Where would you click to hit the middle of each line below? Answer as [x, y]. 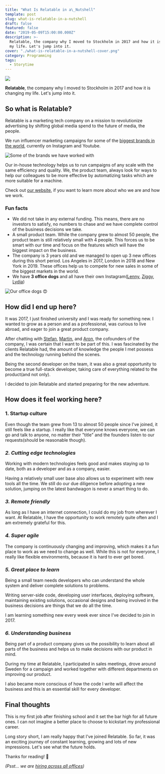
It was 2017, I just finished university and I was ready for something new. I [79, 319]
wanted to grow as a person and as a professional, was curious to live [76, 324]
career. [12, 727]
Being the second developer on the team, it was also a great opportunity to [81, 364]
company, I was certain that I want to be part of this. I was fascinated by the [82, 344]
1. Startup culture [26, 414]
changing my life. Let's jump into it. [41, 93]
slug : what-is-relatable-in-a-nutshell [46, 19]
